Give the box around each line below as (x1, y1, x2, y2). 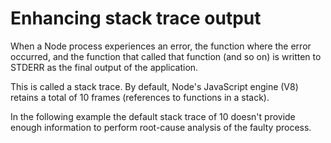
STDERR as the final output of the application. (10, 61, 199, 73)
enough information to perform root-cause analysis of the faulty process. (10, 121, 312, 133)
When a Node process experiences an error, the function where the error (10, 40, 312, 52)
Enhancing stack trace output (10, 7, 262, 30)
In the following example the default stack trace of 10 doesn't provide (10, 110, 296, 122)
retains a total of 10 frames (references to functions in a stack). (10, 91, 270, 103)
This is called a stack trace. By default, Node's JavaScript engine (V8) (10, 80, 299, 92)
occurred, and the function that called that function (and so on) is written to (10, 50, 322, 62)
